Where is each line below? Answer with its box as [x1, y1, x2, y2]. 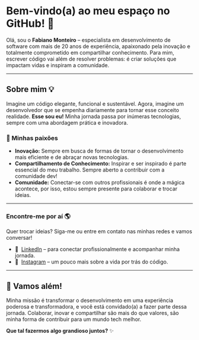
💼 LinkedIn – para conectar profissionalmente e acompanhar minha [14, 246, 180, 253]
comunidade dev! [14, 173, 57, 180]
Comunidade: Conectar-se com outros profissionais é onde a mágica [14, 179, 185, 186]
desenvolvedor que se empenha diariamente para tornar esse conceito [6, 106, 179, 113]
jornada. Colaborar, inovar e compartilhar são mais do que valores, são [6, 310, 179, 317]
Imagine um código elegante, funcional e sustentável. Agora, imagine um [6, 100, 184, 107]
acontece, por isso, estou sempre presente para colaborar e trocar [14, 185, 178, 192]
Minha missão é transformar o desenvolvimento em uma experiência [6, 297, 174, 304]
